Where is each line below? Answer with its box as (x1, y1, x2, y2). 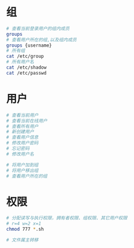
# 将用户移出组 (6, 167, 39, 173)
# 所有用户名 (6, 59, 34, 65)
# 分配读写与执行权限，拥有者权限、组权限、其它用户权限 (6, 215, 127, 221)
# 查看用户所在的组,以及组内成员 (6, 36, 77, 42)
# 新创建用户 (6, 129, 34, 135)
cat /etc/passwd (6, 70, 47, 76)
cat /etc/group (6, 53, 44, 60)
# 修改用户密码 (6, 140, 39, 146)
